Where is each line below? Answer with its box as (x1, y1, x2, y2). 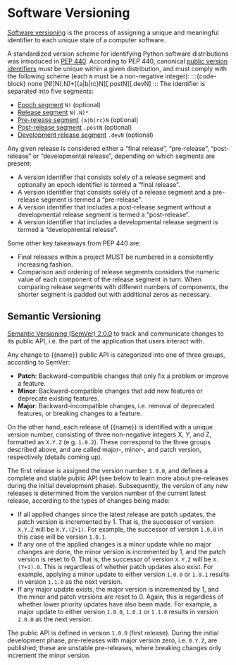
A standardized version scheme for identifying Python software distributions (7, 49, 229, 58)
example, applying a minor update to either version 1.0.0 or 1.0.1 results (17, 570, 230, 578)
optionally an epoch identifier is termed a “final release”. (17, 180, 181, 188)
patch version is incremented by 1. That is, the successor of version (17, 517, 214, 526)
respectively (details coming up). (7, 453, 103, 461)
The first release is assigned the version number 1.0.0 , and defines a (7, 466, 209, 475)
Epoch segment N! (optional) (17, 100, 101, 109)
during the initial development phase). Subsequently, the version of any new (7, 481, 228, 489)
